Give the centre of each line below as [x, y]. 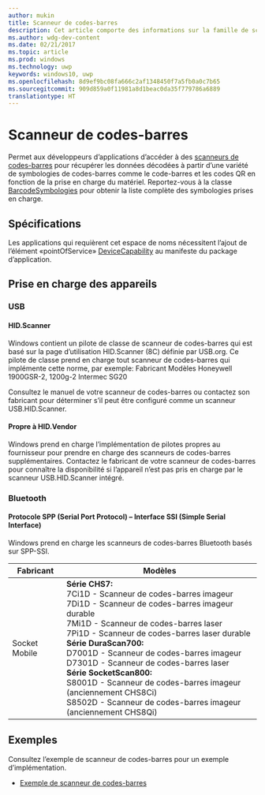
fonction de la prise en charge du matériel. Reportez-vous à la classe [120, 182]
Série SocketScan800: [109, 673]
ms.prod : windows [37, 60]
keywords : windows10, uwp [50, 74]
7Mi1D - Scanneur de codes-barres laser [145, 623]
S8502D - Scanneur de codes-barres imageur [154, 702]
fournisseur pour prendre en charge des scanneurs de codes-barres [119, 452]
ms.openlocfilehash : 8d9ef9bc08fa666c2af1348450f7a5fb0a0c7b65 [114, 81]
